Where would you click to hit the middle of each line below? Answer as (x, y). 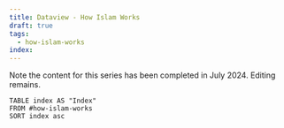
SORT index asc (37, 117)
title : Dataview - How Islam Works (75, 17)
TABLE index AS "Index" (53, 101)
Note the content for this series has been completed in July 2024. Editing (142, 75)
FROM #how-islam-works (51, 109)
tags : (19, 34)
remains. (25, 85)
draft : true (31, 26)
